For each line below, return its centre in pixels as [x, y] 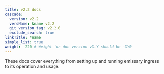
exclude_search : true [32, 33]
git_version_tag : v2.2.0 [35, 28]
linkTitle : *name [23, 38]
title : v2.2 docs [23, 10]
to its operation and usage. [32, 66]
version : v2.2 [24, 19]
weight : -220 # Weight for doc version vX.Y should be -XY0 [69, 47]
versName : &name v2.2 [32, 24]
